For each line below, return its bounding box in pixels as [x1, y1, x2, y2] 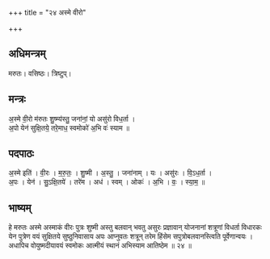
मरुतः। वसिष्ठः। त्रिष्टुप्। [8, 69, 72, 78]
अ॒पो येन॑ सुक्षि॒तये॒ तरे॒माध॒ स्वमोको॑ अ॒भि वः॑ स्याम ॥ [8, 123, 130, 132]
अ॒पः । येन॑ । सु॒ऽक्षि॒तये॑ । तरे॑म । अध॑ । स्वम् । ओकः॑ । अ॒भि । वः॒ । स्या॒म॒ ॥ [8, 178, 205, 187]
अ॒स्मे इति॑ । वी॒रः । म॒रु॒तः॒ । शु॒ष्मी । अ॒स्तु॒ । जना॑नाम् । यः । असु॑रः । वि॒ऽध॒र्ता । [8, 168, 213, 178]
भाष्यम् [8, 201, 32, 215]
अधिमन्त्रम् [8, 47, 46, 61]
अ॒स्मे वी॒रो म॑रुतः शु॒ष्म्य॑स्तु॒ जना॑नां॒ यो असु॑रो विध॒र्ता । [8, 114, 136, 123]
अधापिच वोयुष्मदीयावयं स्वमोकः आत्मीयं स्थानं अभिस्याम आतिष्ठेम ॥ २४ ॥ [8, 240, 192, 250]
